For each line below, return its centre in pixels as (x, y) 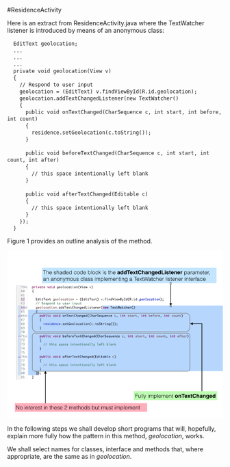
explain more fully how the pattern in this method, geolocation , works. (106, 436)
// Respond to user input (56, 85)
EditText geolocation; (46, 44)
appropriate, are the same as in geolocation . (69, 457)
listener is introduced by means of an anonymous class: (86, 30)
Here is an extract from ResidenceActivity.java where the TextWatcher (106, 23)
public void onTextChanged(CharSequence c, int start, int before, (124, 112)
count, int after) (33, 160)
